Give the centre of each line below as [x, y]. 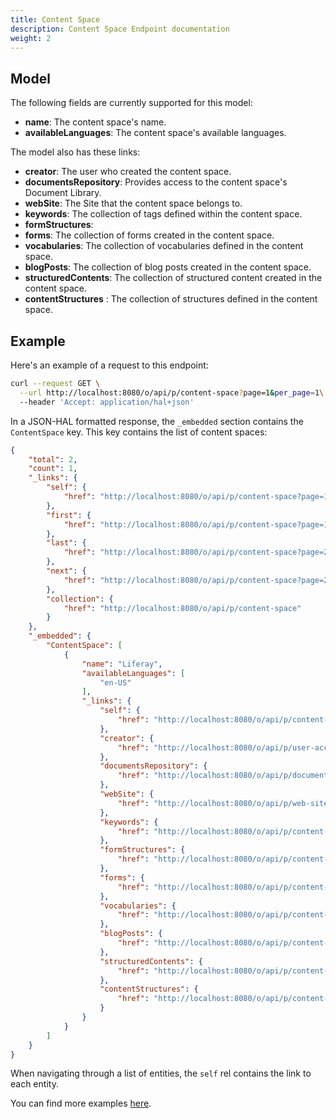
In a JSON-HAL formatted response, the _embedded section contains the [157, 421]
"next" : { [66, 571]
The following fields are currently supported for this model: [131, 103]
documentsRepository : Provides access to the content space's [156, 182]
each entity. [34, 1084]
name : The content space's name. [95, 122]
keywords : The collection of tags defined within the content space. [163, 214]
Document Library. [63, 193]
